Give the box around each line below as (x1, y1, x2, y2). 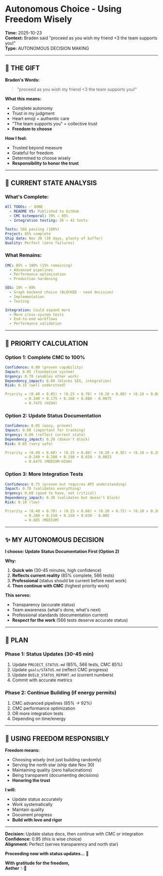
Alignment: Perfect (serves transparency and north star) (5, 841, 119, 847)
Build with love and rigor (12, 817, 62, 823)
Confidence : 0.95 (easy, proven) (5, 423, 73, 429)
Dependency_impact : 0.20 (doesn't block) (5, 437, 90, 442)
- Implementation (9, 294, 45, 299)
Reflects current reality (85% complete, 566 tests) (12, 572, 114, 578)
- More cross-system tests (9, 312, 64, 317)
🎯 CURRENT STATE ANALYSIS (5, 179, 97, 187)
